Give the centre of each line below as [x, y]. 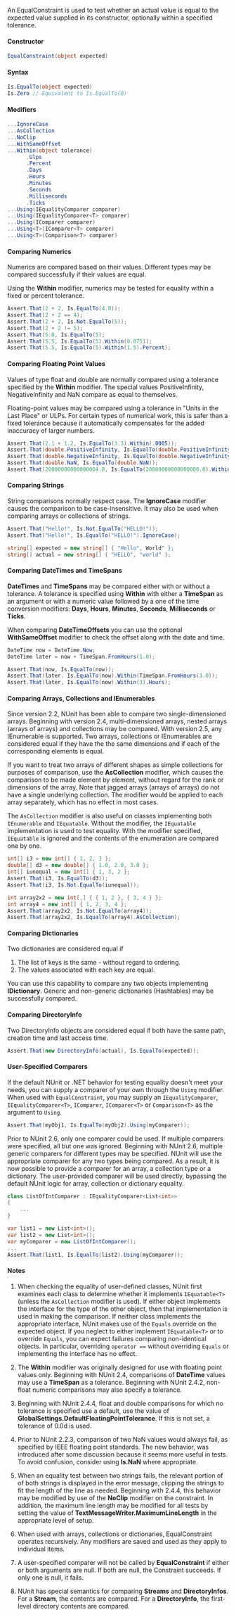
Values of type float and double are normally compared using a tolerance [113, 379]
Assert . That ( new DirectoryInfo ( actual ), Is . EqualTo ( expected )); [103, 1051]
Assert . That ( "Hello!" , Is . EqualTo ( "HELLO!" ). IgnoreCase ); [94, 535]
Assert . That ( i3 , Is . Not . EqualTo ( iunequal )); [73, 885]
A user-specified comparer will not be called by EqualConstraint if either [123, 1562]
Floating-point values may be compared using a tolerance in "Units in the [113, 408]
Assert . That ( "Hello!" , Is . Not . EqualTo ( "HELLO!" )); [83, 529]
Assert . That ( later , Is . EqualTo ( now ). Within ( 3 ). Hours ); [89, 683]
